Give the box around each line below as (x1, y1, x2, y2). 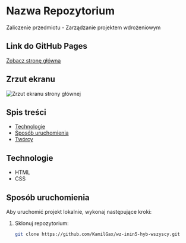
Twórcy (14, 136, 34, 143)
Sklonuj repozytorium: (14, 220, 70, 227)
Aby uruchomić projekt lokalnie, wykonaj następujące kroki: (6, 208, 152, 215)
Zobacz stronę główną (6, 57, 61, 64)
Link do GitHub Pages (6, 41, 88, 51)
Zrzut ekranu (6, 74, 55, 85)
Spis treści (6, 107, 46, 117)
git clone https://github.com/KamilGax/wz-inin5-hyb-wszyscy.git (14, 231, 180, 237)
